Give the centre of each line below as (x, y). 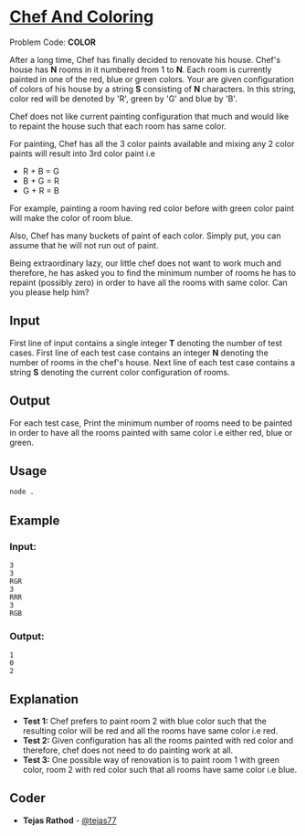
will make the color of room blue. (71, 217)
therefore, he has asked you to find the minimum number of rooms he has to (153, 272)
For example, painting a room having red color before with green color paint (152, 208)
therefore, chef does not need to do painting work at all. (128, 750)
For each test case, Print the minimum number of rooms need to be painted (151, 423)
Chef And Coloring (82, 17)
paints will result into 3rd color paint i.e (82, 153)
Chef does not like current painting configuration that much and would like (149, 116)
